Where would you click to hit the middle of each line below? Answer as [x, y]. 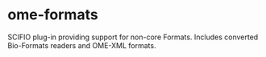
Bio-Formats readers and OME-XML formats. [82, 45]
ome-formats [53, 15]
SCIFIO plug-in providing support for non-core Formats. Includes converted [133, 37]
